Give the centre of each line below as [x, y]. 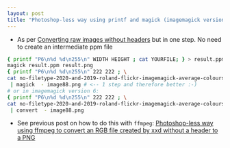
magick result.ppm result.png [50, 66]
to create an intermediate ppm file [65, 47]
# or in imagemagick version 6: [53, 91]
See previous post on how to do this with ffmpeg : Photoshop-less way [115, 123]
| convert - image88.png [47, 110]
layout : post [26, 13]
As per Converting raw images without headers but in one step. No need [119, 39]
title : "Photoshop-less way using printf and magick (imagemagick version [116, 20]
